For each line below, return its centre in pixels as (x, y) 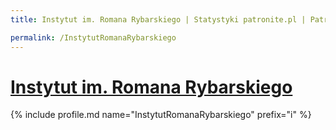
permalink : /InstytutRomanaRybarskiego (93, 37)
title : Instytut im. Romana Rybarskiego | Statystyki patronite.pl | (158, 19)
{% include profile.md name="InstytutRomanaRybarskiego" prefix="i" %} (161, 115)
